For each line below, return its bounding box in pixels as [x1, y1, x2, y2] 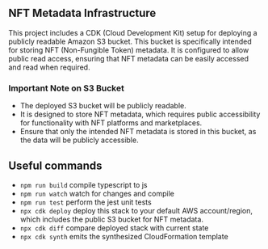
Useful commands [8, 158, 103, 172]
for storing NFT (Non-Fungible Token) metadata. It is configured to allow [8, 44, 249, 55]
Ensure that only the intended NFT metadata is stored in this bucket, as [19, 127, 257, 137]
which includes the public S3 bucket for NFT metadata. [19, 214, 204, 224]
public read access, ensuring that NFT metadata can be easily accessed [8, 53, 249, 63]
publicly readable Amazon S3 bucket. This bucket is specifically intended [8, 36, 252, 46]
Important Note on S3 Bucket [8, 82, 125, 94]
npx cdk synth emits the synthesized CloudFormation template [19, 231, 228, 241]
